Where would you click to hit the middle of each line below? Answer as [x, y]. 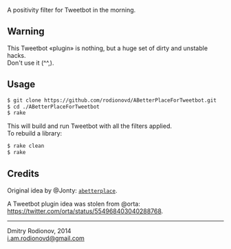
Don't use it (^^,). [31, 63]
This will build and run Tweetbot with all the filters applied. [90, 126]
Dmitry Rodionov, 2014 [39, 230]
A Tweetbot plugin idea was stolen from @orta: [74, 204]
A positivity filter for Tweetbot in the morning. [71, 10]
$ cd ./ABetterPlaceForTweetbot [53, 107]
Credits [23, 174]
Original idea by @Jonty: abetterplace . [62, 190]
